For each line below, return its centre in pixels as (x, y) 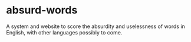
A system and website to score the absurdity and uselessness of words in (96, 26)
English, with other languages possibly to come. (64, 32)
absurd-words (42, 10)
